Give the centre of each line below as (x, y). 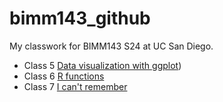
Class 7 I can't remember (75, 86)
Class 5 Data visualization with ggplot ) (102, 65)
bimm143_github (80, 18)
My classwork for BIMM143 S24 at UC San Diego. (111, 46)
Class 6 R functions (64, 76)
